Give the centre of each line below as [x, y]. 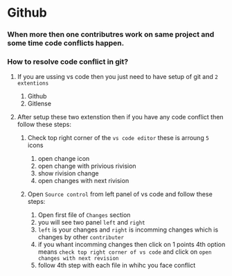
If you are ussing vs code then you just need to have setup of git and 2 [117, 77]
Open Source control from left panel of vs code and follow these [120, 194]
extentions [33, 84]
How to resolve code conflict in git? [68, 62]
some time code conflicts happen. [66, 43]
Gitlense [39, 104]
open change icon [64, 159]
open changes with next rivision [83, 181]
